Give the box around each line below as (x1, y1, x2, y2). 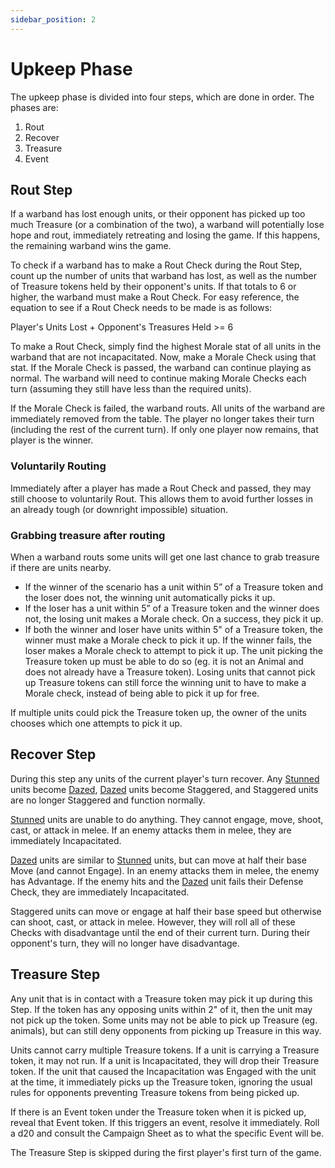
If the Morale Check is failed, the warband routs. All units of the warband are (10, 402, 326, 415)
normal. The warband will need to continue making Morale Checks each (10, 372, 307, 385)
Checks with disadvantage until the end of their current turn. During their (10, 926, 311, 938)
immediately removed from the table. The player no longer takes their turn (10, 413, 315, 425)
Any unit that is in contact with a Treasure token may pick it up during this (10, 992, 313, 1005)
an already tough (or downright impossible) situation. (10, 503, 229, 515)
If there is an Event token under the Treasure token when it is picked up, (10, 1106, 307, 1118)
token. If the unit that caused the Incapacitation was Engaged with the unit (10, 1065, 317, 1077)
